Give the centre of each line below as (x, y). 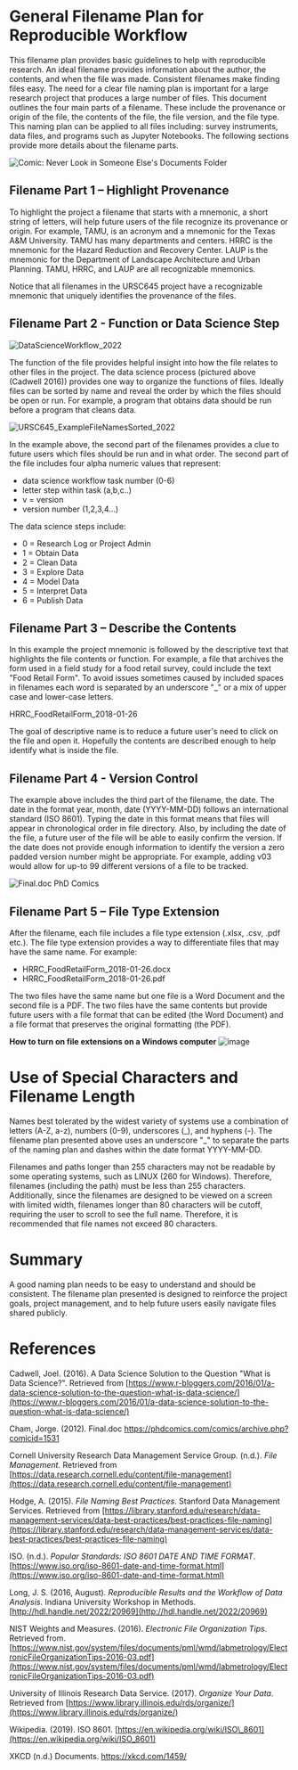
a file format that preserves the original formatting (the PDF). (120, 1024)
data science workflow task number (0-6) (98, 480)
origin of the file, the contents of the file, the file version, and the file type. (145, 117)
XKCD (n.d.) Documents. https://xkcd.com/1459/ (98, 1756)
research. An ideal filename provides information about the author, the (138, 70)
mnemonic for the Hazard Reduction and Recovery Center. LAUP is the (139, 250)
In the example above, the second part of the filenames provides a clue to (145, 444)
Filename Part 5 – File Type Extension (114, 911)
